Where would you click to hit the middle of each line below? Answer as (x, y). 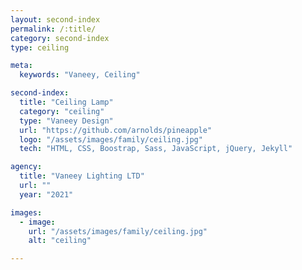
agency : (26, 167)
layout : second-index (55, 19)
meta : (21, 66)
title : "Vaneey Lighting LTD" (82, 176)
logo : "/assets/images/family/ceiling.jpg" (111, 139)
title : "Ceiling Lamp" (66, 102)
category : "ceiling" (62, 111)
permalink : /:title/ (53, 29)
